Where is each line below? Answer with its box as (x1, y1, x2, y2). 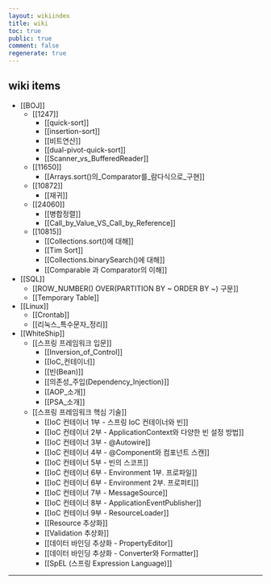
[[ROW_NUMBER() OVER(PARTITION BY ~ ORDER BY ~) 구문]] (31, 283, 240, 293)
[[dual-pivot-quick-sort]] (44, 144, 127, 154)
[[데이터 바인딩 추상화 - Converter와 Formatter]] (44, 548, 199, 557)
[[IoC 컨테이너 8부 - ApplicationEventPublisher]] (44, 498, 202, 507)
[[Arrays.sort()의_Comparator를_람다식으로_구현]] (44, 171, 206, 181)
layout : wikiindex (8, 11, 70, 20)
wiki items (8, 79, 61, 93)
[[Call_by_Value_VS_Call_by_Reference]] (44, 218, 176, 227)
